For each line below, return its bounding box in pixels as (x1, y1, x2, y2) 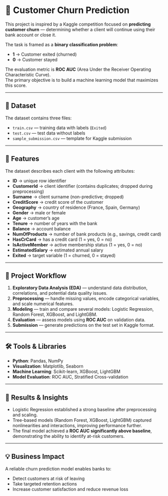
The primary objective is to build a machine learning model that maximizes (5, 77, 158, 83)
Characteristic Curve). (5, 71, 51, 77)
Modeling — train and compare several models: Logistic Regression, (12, 306, 154, 312)
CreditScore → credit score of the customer (12, 199, 103, 205)
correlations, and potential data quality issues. (12, 290, 107, 296)
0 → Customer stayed (12, 56, 57, 62)
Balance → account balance (12, 225, 71, 231)
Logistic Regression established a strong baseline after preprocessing (12, 407, 156, 412)
